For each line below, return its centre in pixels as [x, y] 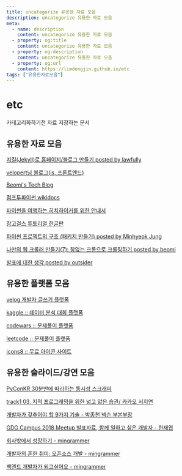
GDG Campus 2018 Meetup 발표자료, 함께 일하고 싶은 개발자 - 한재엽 [90, 427]
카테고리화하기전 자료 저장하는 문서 [48, 122]
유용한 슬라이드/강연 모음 [50, 373]
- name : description [38, 29]
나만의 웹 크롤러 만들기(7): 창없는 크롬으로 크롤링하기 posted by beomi [91, 249]
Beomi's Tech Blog [30, 185]
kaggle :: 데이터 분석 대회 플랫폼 [45, 312]
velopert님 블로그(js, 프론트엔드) [45, 173]
